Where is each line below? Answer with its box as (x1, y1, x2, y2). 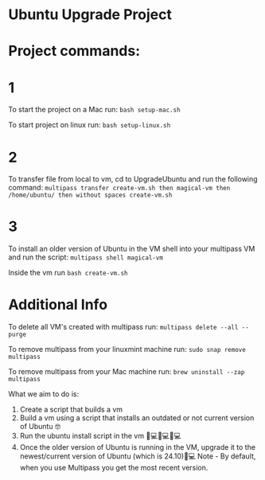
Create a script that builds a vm (19, 404, 123, 415)
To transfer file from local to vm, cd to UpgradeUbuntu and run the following (8, 174, 258, 184)
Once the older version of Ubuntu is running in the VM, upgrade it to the (19, 443, 256, 452)
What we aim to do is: (8, 389, 80, 399)
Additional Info (8, 296, 108, 314)
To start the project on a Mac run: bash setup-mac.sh (8, 105, 181, 115)
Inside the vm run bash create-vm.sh (8, 268, 128, 278)
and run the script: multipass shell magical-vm (8, 252, 163, 262)
